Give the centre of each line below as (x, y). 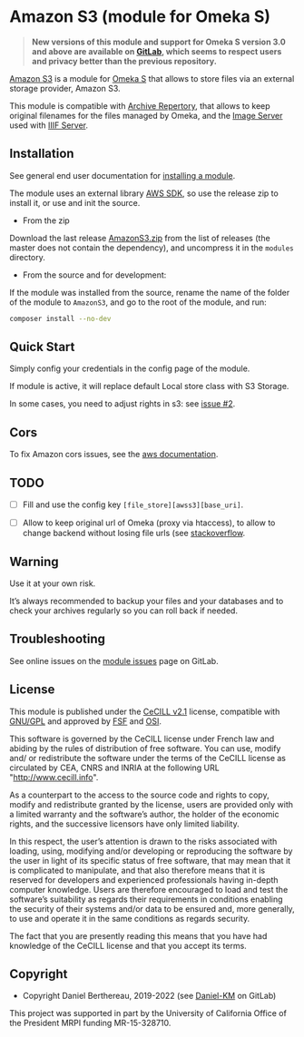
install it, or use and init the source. (75, 202)
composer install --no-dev (60, 318)
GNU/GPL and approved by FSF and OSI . (85, 721)
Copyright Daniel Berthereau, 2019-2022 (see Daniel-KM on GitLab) (149, 996)
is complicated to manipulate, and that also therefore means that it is (137, 870)
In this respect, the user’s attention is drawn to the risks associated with (143, 841)
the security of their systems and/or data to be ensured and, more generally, (152, 908)
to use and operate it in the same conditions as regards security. (130, 918)
